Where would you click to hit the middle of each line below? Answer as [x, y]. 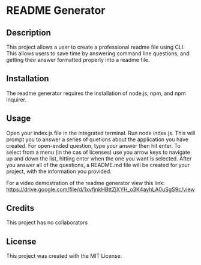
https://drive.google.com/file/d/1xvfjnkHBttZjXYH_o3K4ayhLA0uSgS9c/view [100, 189]
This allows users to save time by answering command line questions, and [98, 53]
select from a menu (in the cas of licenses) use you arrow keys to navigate [98, 152]
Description [28, 33]
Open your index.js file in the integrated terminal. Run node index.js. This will [101, 133]
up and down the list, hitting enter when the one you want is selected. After [99, 158]
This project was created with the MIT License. [64, 256]
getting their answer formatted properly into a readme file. [78, 60]
